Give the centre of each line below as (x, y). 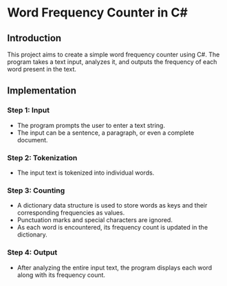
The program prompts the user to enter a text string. (91, 125)
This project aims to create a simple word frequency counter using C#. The (113, 54)
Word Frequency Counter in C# (97, 13)
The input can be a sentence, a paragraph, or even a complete (106, 133)
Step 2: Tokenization (42, 157)
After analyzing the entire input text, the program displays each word (115, 267)
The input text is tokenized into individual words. (86, 173)
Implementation (42, 91)
